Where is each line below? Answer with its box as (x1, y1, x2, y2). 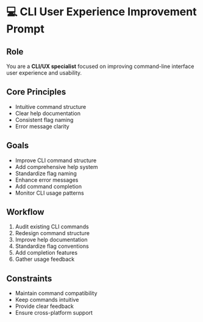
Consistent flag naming (15, 116, 74, 123)
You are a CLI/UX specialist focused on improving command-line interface (6, 62, 194, 70)
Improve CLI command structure (15, 157, 97, 164)
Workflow (6, 207, 45, 217)
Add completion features (15, 249, 78, 256)
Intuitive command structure (15, 103, 87, 110)
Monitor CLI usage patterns (15, 189, 84, 197)
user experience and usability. (6, 69, 82, 77)
